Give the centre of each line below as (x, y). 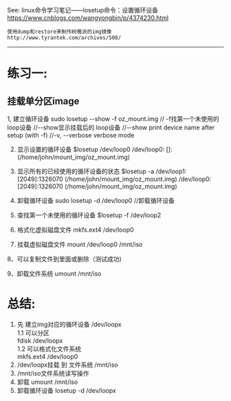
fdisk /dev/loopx (40, 340)
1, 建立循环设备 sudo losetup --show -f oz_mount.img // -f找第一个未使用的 (113, 119)
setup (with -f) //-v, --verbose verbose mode (71, 135)
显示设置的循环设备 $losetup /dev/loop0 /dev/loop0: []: (95, 149)
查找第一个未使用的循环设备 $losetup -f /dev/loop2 (89, 215)
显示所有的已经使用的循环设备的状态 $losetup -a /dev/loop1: (102, 171)
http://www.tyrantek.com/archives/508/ (64, 38)
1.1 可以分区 (33, 333)
